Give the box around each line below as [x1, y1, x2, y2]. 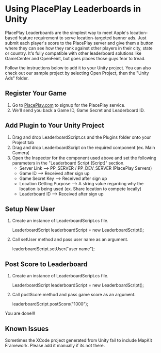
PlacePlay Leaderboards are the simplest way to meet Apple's [5, 30, 129, 35]
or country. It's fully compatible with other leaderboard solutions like [5, 50, 142, 56]
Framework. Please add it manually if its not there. [5, 343, 105, 348]
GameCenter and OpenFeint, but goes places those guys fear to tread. [5, 55, 145, 61]
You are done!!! [5, 310, 35, 316]
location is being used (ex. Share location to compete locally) [19, 186, 142, 192]
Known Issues [5, 324, 49, 333]
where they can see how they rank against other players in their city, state [5, 45, 153, 51]
